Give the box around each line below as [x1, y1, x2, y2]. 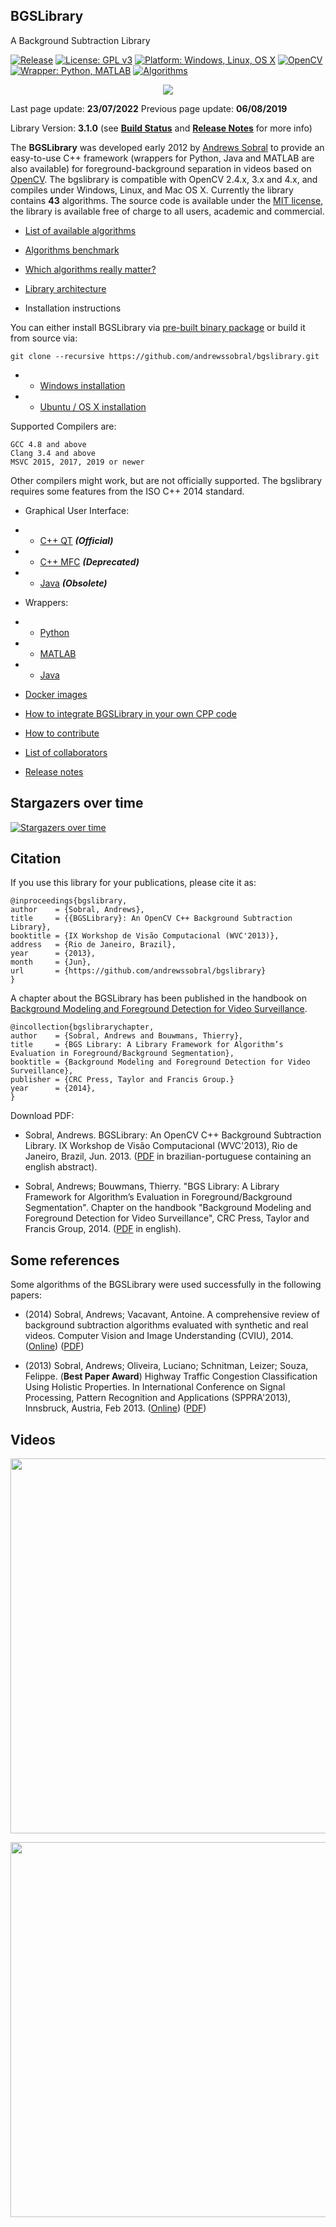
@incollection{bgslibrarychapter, [10, 1022, 155, 1033]
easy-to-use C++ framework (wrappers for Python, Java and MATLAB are [10, 152, 315, 164]
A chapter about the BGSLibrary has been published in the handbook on [10, 992, 307, 1004]
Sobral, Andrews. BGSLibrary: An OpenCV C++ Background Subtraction [24, 1129, 322, 1141]
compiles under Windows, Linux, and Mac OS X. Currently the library [10, 184, 294, 196]
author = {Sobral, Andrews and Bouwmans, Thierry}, [10, 1031, 244, 1041]
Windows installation [39, 379, 126, 391]
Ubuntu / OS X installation [39, 400, 147, 413]
